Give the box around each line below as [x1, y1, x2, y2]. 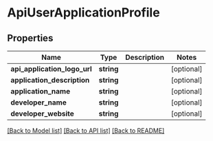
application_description [10, 76, 90, 85]
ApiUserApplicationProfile [7, 5, 160, 21]
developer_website [10, 109, 74, 118]
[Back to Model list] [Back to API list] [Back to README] [7, 127, 165, 135]
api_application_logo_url [10, 64, 93, 74]
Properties [7, 32, 54, 44]
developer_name [10, 98, 67, 107]
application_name [10, 87, 71, 96]
